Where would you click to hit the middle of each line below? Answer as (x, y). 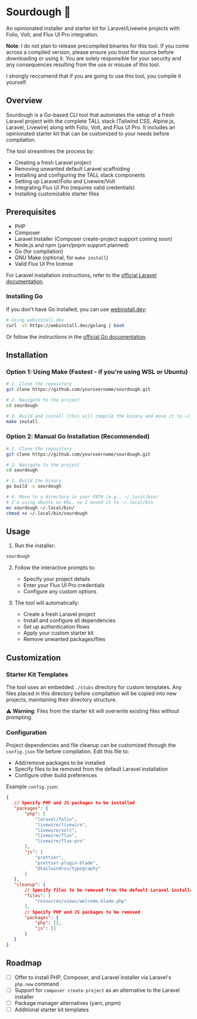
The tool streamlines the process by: (50, 151)
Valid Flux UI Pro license (44, 264)
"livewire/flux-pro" (60, 841)
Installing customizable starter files (57, 194)
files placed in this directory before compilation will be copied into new (91, 693)
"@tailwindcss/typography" (68, 868)
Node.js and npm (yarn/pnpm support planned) (72, 245)
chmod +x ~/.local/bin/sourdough (47, 513)
